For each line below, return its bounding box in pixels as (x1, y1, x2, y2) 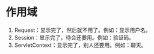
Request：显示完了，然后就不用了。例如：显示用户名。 (14, 26, 151, 34)
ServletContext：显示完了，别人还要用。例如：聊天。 (14, 41, 147, 49)
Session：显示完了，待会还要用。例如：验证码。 (14, 34, 135, 41)
